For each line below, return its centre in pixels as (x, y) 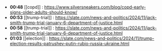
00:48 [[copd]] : (26, 7)
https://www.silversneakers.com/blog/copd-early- (95, 7)
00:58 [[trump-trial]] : (32, 28)
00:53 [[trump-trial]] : (32, 17)
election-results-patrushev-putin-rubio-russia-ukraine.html (69, 43)
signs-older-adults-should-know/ (43, 12)
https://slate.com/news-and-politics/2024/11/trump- (102, 38)
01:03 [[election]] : (29, 38)
